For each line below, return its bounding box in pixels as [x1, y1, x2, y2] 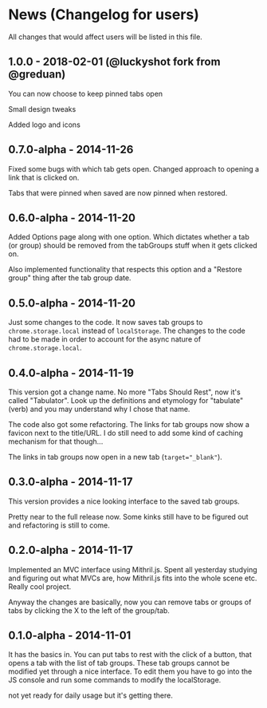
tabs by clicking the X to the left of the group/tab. [8, 605, 170, 615]
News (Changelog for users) [8, 6, 199, 24]
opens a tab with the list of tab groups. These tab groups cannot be [8, 659, 230, 668]
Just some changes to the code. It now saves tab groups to [8, 318, 203, 327]
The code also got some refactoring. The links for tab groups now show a [8, 420, 249, 429]
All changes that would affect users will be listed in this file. [8, 32, 203, 42]
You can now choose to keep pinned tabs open [8, 89, 163, 98]
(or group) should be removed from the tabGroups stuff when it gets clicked [8, 241, 257, 251]
